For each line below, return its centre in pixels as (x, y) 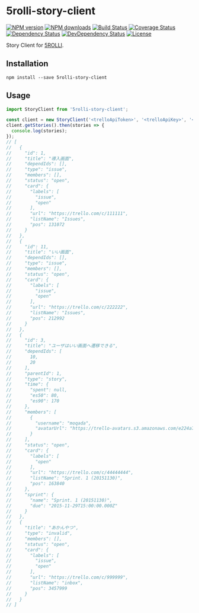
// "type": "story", (37, 379)
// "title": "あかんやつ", (42, 528)
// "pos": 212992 (36, 318)
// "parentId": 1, (34, 373)
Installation (27, 64)
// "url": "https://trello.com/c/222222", (67, 307)
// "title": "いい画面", (40, 252)
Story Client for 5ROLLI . (35, 45)
